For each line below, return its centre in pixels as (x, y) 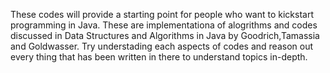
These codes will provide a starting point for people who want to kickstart (162, 14)
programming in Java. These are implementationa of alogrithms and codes (164, 25)
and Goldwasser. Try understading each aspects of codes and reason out (162, 46)
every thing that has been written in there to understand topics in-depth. (159, 57)
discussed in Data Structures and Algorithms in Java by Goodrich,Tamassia (165, 35)
